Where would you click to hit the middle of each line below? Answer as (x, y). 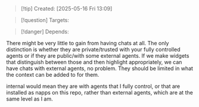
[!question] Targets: (45, 20)
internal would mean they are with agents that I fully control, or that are (93, 86)
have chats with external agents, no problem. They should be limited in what (100, 68)
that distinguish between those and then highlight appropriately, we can (94, 62)
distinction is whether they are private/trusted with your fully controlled (93, 49)
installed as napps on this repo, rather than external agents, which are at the (100, 92)
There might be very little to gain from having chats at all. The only (88, 43)
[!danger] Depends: (45, 32)
